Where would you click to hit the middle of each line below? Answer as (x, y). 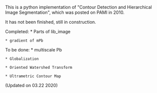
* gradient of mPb (24, 41)
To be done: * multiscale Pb (34, 50)
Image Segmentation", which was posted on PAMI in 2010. (65, 12)
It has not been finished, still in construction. (51, 22)
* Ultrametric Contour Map (33, 76)
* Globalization (22, 59)
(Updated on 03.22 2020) (32, 85)
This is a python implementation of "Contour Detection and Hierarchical (78, 7)
